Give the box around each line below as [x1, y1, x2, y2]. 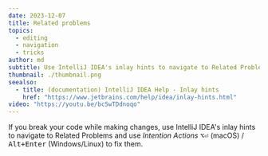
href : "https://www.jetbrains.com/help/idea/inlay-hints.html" [22, 93, 238, 101]
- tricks [15, 49, 45, 57]
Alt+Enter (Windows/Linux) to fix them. [8, 139, 144, 149]
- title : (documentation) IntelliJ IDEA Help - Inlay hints [15, 85, 219, 94]
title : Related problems [8, 19, 91, 27]
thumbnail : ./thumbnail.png [8, 71, 102, 79]
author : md [8, 57, 45, 64]
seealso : [8, 78, 37, 86]
